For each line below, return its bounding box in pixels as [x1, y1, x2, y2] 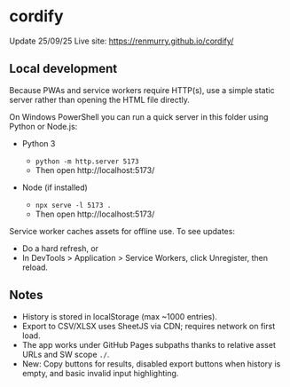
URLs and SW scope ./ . [21, 349, 110, 359]
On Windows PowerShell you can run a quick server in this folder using [9, 111, 269, 122]
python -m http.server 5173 [35, 157, 139, 166]
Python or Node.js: [9, 121, 78, 131]
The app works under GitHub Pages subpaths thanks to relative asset [21, 339, 277, 350]
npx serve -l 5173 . [35, 201, 112, 209]
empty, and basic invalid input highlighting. [21, 367, 179, 378]
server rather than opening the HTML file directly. [9, 94, 191, 105]
